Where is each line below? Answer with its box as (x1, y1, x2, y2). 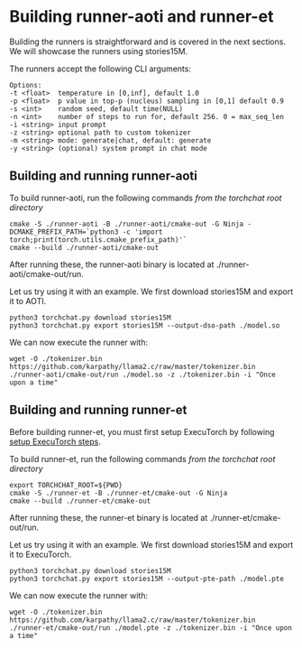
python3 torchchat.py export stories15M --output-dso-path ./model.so (9, 320, 280, 330)
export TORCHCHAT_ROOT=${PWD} (9, 480, 124, 489)
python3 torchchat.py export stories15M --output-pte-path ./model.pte (9, 574, 284, 583)
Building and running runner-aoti (9, 169, 198, 184)
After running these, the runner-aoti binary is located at (9, 259, 215, 270)
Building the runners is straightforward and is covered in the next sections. (9, 36, 287, 47)
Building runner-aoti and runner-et (9, 6, 274, 27)
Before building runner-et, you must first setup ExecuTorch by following (9, 426, 275, 437)
